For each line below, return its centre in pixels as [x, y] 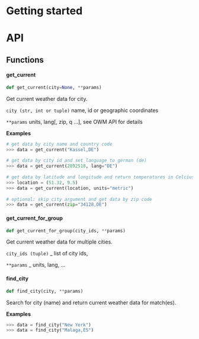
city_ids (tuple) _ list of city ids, [47, 254]
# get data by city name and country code [59, 144]
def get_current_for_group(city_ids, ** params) [66, 231]
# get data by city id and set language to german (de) [76, 161]
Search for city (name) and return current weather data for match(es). [91, 302]
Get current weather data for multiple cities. [59, 242]
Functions [25, 60]
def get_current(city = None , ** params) [54, 87]
